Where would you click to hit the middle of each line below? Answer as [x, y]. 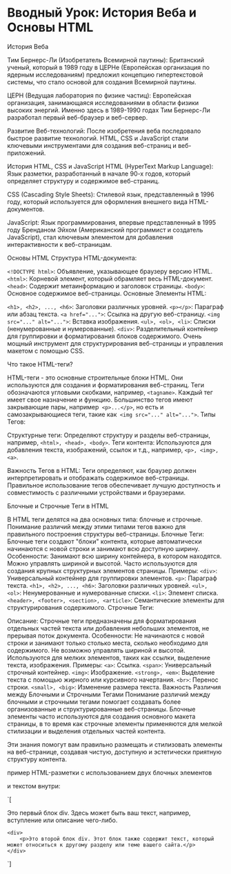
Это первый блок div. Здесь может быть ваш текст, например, [99, 812]
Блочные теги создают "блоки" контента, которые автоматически [104, 541]
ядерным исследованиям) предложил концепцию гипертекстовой [105, 75]
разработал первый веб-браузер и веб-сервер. [78, 117]
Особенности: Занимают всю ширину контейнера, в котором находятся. [114, 556]
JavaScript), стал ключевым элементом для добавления [90, 237]
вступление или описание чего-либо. [62, 820]
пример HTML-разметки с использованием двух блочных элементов [110, 772]
